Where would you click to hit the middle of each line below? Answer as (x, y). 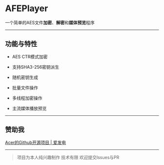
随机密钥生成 (25, 77)
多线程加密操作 (27, 98)
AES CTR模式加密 (30, 56)
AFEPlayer (27, 9)
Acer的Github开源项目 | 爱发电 (36, 142)
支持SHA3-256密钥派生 (36, 67)
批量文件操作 (25, 88)
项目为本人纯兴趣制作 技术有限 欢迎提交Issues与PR (68, 157)
